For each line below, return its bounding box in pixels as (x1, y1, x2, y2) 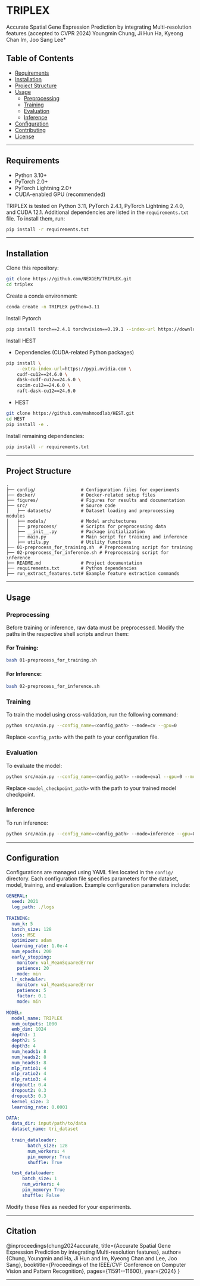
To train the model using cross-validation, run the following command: (6, 711, 179, 718)
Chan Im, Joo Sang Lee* (6, 36, 67, 43)
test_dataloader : (11, 1170, 55, 1176)
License (14, 133, 35, 140)
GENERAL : (6, 893, 28, 899)
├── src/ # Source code (6, 503, 116, 509)
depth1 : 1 (11, 1032, 36, 1038)
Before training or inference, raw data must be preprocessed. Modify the (6, 624, 185, 631)
